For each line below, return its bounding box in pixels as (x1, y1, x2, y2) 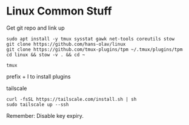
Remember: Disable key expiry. (6, 112, 84, 119)
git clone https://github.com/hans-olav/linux (6, 41, 126, 47)
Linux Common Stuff (6, 4, 112, 18)
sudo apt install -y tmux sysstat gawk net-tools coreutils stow (6, 36, 174, 42)
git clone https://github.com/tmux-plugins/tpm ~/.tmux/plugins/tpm (6, 46, 183, 53)
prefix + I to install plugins (6, 72, 71, 80)
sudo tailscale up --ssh (6, 101, 69, 107)
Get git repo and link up (6, 24, 65, 31)
